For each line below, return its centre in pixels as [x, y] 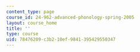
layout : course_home [32, 23]
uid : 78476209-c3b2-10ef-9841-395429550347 [61, 39]
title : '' [18, 28]
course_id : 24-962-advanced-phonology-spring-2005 [70, 17]
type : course [22, 34]
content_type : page [30, 12]
